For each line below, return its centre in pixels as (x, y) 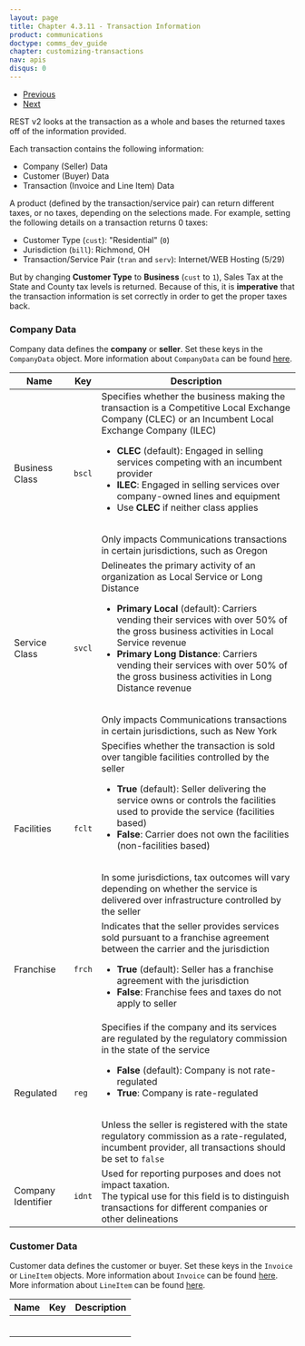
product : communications (56, 34)
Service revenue (152, 643)
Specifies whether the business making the (193, 397)
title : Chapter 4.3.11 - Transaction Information (105, 26)
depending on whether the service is (179, 889)
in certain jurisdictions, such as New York (189, 732)
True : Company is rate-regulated (187, 1093)
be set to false (133, 1159)
